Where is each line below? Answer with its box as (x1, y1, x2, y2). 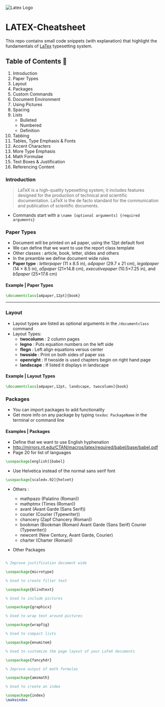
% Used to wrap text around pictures (5, 614, 83, 618)
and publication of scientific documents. (17, 203, 99, 209)
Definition (20, 127, 40, 133)
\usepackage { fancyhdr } (5, 658, 52, 662)
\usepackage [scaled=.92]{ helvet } (5, 478, 74, 482)
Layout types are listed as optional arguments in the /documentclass (12, 320, 149, 326)
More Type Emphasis (12, 148, 56, 154)
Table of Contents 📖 (5, 57, 67, 66)
